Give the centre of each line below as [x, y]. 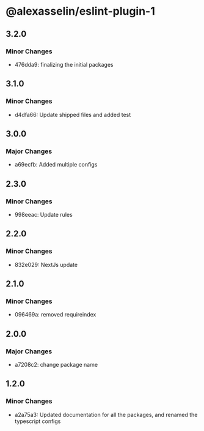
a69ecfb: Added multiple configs [56, 165]
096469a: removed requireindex [55, 315]
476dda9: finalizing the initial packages [64, 64]
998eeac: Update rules [43, 214]
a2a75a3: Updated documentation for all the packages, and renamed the [106, 414]
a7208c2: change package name [56, 365]
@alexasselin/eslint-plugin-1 [80, 11]
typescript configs [38, 421]
